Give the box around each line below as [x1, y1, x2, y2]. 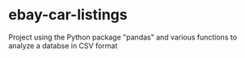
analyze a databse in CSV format [8, 40, 118, 50]
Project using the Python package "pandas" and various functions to [8, 32, 237, 42]
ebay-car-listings [8, 6, 128, 24]
